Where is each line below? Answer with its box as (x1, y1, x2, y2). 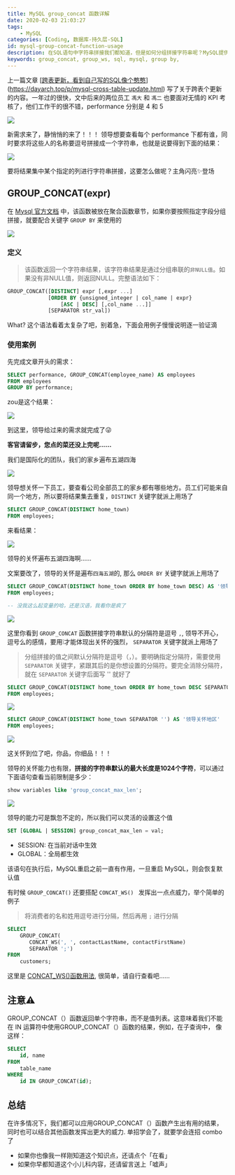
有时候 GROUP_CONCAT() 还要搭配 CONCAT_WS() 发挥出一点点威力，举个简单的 (7, 888, 225, 896)
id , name (20, 1052, 45, 1059)
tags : (7, 23, 23, 30)
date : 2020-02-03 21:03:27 (7, 17, 86, 24)
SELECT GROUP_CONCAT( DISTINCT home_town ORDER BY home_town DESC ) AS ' (7, 583, 220, 590)
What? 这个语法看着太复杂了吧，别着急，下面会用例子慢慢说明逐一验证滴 (7, 321, 218, 329)
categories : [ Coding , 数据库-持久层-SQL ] (7, 36, 124, 43)
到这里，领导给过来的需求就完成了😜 (7, 426, 112, 434)
